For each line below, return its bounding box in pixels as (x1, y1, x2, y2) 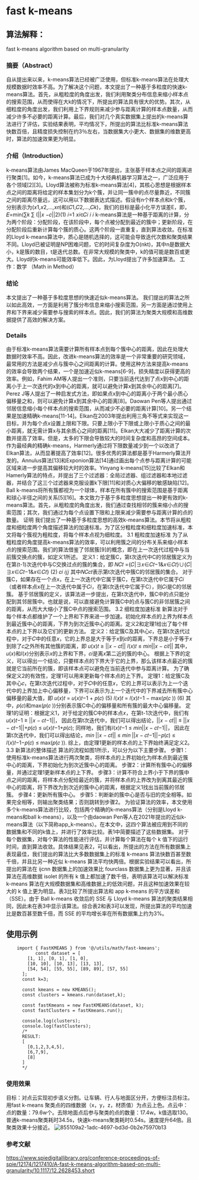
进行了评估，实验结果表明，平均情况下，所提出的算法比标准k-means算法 (11, 121, 188, 128)
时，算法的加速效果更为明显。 (6, 135, 79, 143)
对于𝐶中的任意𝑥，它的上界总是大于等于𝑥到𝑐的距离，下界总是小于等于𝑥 (21, 635, 192, 642)
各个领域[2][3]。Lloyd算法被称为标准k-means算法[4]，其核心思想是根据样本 (6, 181, 192, 188)
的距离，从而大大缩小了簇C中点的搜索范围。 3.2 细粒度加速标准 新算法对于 (6, 605, 188, 613)
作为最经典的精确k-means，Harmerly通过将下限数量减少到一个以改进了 (6, 442, 180, 449)
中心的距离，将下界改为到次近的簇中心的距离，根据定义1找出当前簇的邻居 (6, 784, 185, 791)
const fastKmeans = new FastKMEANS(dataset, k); (21, 1002, 145, 1008)
